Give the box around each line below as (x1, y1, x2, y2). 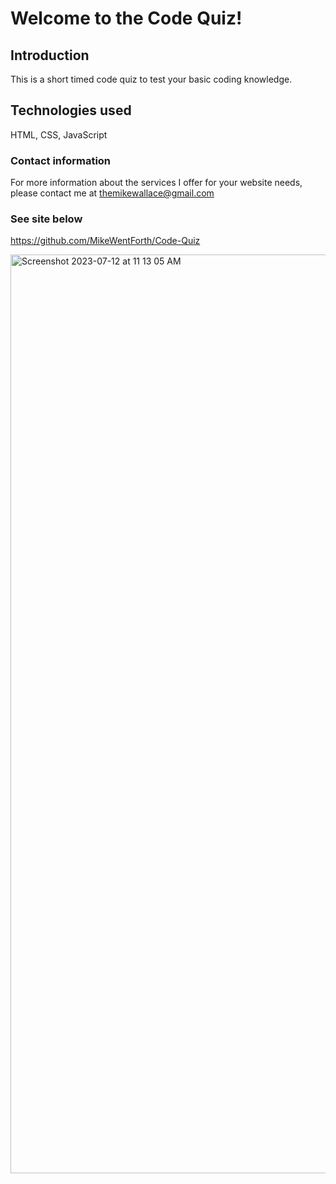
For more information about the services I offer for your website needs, (10, 177, 303, 189)
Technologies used (10, 102, 132, 119)
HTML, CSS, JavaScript (10, 128, 108, 141)
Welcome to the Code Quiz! (10, 7, 243, 30)
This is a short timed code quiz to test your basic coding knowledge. (10, 73, 293, 85)
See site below (10, 212, 83, 226)
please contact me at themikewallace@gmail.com (10, 187, 215, 199)
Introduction (10, 47, 90, 64)
